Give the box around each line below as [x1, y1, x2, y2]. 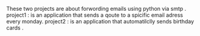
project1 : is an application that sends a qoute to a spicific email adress [6, 11, 184, 19]
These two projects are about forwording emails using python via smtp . [6, 5, 187, 12]
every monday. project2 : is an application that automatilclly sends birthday [6, 18, 195, 25]
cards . [6, 24, 24, 31]
